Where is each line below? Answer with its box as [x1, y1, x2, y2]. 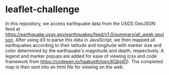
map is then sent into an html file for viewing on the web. [5, 64, 124, 70]
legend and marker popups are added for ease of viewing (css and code [5, 53, 157, 59]
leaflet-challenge [5, 4, 80, 15]
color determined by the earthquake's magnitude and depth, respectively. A [5, 47, 164, 54]
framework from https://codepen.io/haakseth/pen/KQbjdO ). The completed [5, 58, 163, 64]
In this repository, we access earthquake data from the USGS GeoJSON [5, 20, 156, 27]
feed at [5, 26, 20, 32]
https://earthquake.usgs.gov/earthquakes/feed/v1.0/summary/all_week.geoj [5, 31, 164, 37]
